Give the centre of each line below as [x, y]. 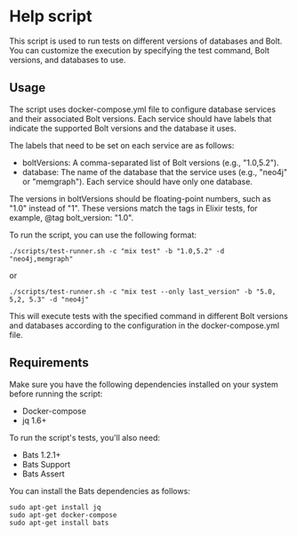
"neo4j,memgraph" [41, 259]
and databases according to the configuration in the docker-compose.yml [144, 325]
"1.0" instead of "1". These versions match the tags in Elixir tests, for [133, 208]
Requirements [49, 363]
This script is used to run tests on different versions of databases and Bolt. [146, 41]
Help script [51, 16]
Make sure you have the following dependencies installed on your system [144, 384]
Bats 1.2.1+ [41, 454]
